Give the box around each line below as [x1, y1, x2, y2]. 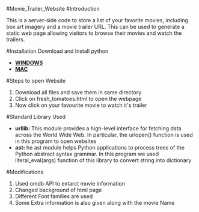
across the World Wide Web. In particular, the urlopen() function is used [14, 132, 194, 138]
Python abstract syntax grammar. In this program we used [14, 150, 159, 157]
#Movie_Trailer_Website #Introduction [6, 5, 100, 12]
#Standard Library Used [6, 114, 66, 120]
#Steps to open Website [6, 77, 66, 84]
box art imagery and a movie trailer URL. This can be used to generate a [6, 23, 185, 30]
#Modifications [6, 168, 44, 175]
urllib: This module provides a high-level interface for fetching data [14, 125, 182, 132]
